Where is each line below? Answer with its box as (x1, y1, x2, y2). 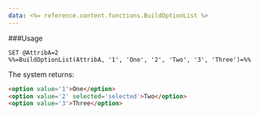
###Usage (8, 33, 44, 43)
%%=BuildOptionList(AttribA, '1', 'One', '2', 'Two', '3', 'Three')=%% (8, 56, 251, 63)
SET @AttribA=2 (8, 48, 59, 56)
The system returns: (8, 69, 75, 79)
